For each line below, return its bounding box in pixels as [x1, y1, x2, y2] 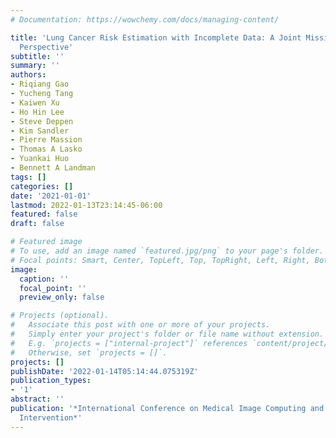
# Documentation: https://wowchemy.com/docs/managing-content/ [10, 14, 280, 25]
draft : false [10, 219, 65, 229]
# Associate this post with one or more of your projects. [10, 320, 271, 330]
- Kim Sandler [10, 126, 70, 136]
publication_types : [10, 376, 92, 386]
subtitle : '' [10, 51, 65, 61]
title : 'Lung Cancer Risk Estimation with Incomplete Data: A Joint [10, 32, 302, 43]
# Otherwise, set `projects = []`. [10, 347, 168, 358]
